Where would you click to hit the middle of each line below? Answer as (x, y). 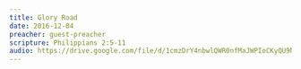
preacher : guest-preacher (57, 34)
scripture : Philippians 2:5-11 (68, 43)
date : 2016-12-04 (42, 26)
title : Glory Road (43, 17)
